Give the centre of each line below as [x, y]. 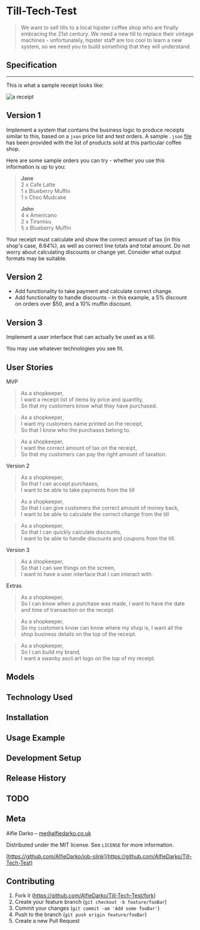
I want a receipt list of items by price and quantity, [82, 399]
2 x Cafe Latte [38, 184]
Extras [14, 586]
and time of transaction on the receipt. [68, 610]
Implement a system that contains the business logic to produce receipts [95, 130]
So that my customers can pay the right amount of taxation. [94, 454]
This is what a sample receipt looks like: [55, 85]
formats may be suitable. [37, 258]
